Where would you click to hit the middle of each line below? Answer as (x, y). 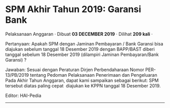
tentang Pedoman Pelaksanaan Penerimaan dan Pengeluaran (94, 75)
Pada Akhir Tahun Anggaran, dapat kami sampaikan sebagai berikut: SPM (82, 80)
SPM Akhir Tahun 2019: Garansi (73, 9)
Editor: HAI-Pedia (23, 95)
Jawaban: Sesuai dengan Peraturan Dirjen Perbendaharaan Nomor (75, 70)
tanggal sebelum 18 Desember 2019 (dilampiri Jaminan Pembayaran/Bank (82, 55)
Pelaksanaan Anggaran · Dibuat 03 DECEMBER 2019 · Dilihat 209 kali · (79, 34)
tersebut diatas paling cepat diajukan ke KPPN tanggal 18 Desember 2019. (83, 86)
